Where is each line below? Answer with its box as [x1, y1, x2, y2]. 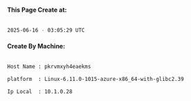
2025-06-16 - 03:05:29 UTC [7, 27, 85, 34]
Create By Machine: [7, 42, 66, 50]
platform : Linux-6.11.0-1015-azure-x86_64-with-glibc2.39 [7, 76, 185, 83]
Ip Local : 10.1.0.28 [7, 89, 73, 95]
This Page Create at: [7, 6, 67, 14]
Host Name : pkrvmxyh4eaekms [7, 63, 91, 71]
